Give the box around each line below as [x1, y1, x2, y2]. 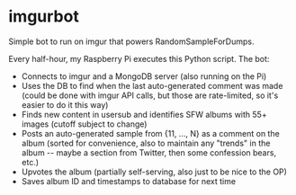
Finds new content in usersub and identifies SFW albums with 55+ [21, 109, 267, 120]
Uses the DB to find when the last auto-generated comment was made [21, 80, 283, 91]
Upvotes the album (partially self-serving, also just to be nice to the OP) [21, 166, 287, 177]
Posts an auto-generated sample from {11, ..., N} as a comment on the [21, 128, 280, 138]
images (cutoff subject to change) [21, 119, 148, 129]
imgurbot [8, 6, 80, 27]
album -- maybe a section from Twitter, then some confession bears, [21, 146, 276, 158]
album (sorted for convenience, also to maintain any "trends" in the [21, 137, 271, 148]
